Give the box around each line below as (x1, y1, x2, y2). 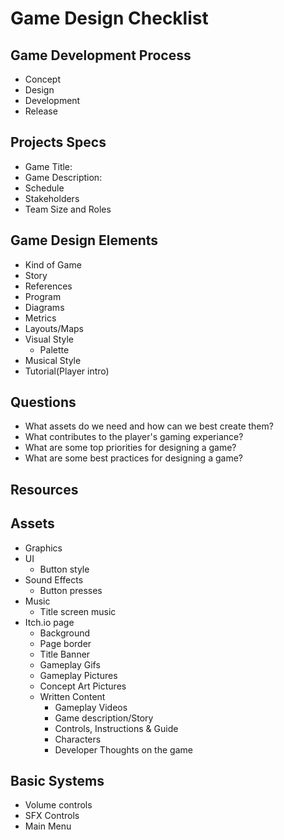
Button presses (39, 584, 103, 596)
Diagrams (24, 301, 65, 313)
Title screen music (39, 605, 117, 617)
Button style (39, 563, 90, 575)
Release (24, 105, 58, 117)
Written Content (39, 690, 106, 702)
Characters (54, 733, 102, 745)
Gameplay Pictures (39, 669, 118, 681)
